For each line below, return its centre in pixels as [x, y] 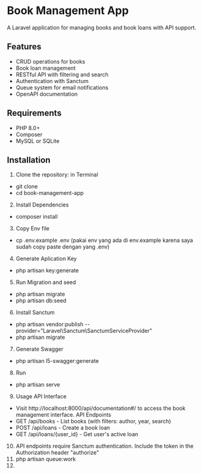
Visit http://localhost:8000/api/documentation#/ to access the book [100, 408]
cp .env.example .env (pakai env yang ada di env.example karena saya [104, 240]
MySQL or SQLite [38, 140]
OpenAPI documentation [47, 94]
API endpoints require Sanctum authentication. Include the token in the [105, 446]
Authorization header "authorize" [57, 453]
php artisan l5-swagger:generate [57, 361]
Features [24, 47]
